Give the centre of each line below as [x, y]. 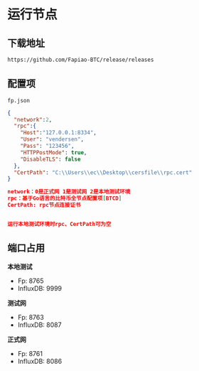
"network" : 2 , [33, 119]
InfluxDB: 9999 [40, 288]
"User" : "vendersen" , [52, 139]
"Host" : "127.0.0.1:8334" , [59, 133]
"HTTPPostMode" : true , [54, 152]
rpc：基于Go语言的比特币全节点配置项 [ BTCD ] [65, 199]
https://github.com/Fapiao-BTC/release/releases [81, 60]
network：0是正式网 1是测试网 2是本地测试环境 [69, 192]
